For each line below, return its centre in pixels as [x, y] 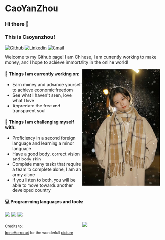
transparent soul [29, 110]
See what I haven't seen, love [42, 95]
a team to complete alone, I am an [46, 169]
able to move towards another [42, 185]
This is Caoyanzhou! [30, 37]
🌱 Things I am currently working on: [42, 74]
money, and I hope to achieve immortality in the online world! [67, 62]
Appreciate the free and [36, 106]
